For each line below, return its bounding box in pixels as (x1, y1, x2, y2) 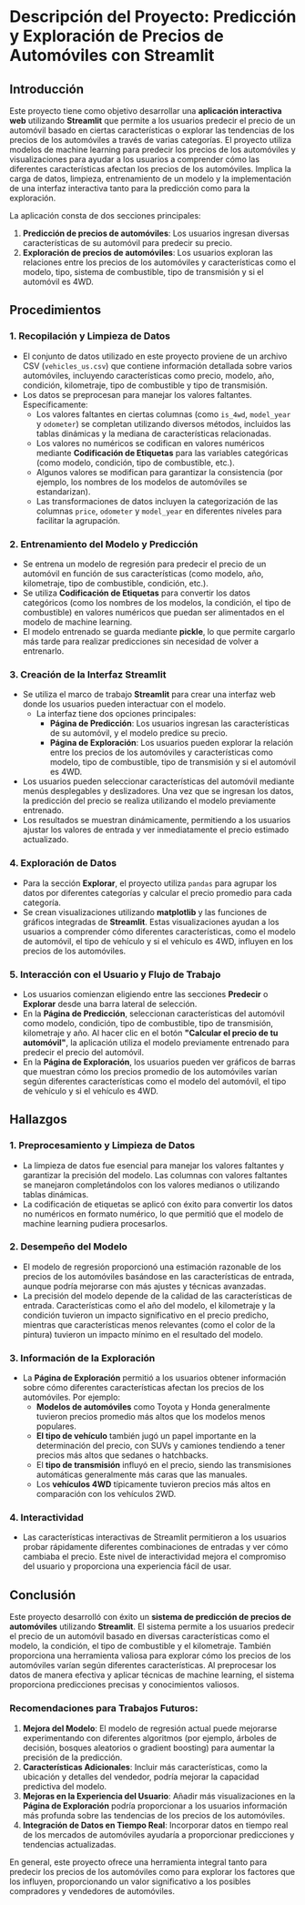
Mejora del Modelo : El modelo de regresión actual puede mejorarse (22, 1723, 278, 1734)
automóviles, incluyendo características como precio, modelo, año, (22, 370, 275, 381)
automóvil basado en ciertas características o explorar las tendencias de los (9, 125, 295, 136)
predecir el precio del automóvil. (22, 1046, 144, 1057)
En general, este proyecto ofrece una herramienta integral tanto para (9, 1856, 268, 1868)
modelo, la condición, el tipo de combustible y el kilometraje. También (9, 1641, 271, 1652)
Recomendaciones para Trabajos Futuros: (9, 1702, 198, 1715)
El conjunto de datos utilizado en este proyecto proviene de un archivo (22, 351, 288, 362)
